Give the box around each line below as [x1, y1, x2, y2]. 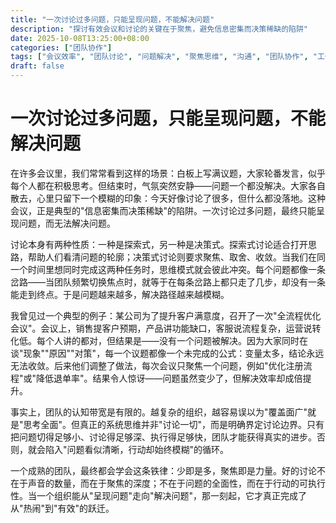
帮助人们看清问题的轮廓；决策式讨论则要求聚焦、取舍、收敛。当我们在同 [27, 251, 326, 263]
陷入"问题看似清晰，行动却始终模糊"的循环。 [44, 443, 230, 455]
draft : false [10, 61, 65, 71]
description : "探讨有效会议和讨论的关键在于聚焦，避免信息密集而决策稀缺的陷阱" [10, 24, 309, 34]
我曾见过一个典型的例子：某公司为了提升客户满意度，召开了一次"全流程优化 [10, 309, 322, 321]
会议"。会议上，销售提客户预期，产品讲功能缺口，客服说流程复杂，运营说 [10, 322, 313, 334]
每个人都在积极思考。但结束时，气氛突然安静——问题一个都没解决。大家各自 [10, 179, 326, 191]
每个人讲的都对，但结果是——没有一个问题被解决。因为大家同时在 [36, 334, 308, 346]
